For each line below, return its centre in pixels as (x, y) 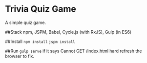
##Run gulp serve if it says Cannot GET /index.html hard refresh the (73, 51)
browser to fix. (20, 56)
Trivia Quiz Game (41, 9)
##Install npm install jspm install (40, 41)
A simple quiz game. (26, 22)
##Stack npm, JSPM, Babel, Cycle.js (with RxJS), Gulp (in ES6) (68, 32)
